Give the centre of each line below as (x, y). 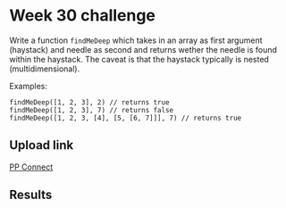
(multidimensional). (45, 69)
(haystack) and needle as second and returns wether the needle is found (143, 49)
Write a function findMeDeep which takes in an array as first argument (136, 40)
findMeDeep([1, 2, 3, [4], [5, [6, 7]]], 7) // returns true (126, 118)
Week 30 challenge (83, 16)
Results (31, 195)
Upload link (42, 145)
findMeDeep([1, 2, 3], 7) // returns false (92, 110)
